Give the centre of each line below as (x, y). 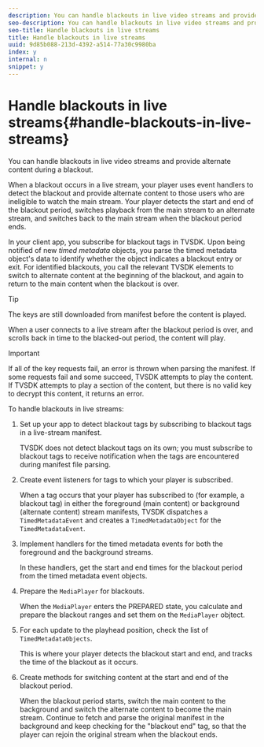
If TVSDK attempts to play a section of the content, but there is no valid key (130, 385)
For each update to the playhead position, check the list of (114, 630)
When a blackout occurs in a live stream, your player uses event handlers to (131, 184)
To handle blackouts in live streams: (66, 409)
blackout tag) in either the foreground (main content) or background (129, 503)
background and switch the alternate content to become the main (125, 709)
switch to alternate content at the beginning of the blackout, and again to (126, 275)
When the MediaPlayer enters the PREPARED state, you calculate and (131, 606)
